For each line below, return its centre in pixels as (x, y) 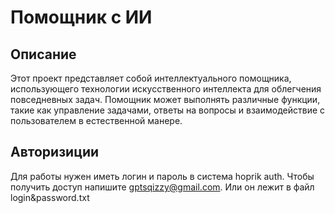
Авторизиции (55, 152)
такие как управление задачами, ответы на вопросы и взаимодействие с (168, 110)
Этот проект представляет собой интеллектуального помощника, (151, 78)
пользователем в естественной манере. (96, 120)
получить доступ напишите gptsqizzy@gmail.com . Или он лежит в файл (162, 187)
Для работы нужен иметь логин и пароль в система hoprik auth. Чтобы (162, 176)
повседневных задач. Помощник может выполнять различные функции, (165, 99)
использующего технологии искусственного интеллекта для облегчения (166, 89)
